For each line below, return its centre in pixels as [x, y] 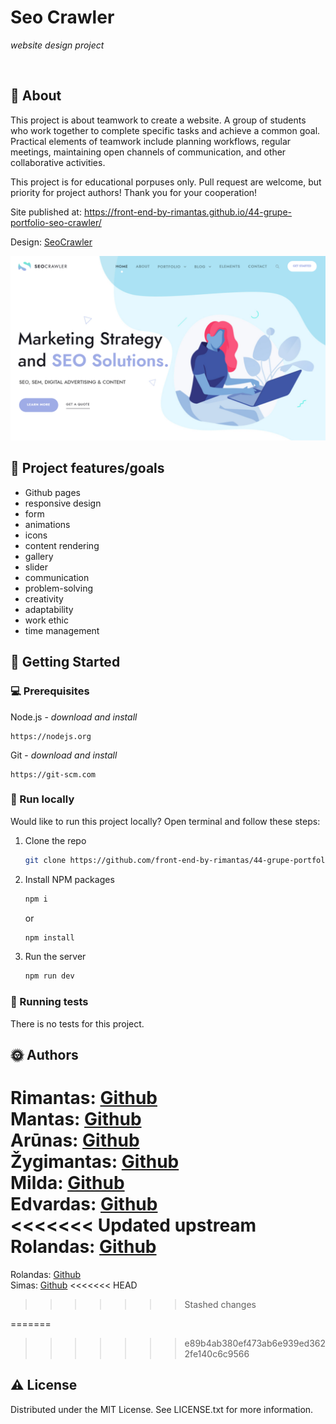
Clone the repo [55, 840]
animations [47, 524]
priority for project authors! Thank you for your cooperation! [134, 192]
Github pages [52, 492]
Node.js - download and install [74, 717]
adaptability [49, 609]
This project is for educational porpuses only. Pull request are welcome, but [166, 182]
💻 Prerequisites [50, 691]
